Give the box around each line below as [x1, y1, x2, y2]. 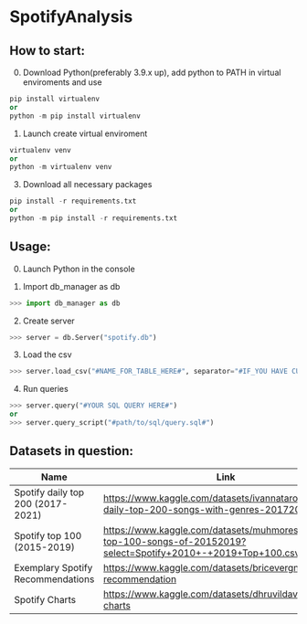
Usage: [9, 239, 52, 255]
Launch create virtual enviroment [22, 128, 148, 139]
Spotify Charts [14, 593, 76, 606]
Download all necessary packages [22, 179, 153, 190]
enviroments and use [22, 77, 102, 88]
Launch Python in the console [22, 263, 135, 274]
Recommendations [14, 573, 95, 586]
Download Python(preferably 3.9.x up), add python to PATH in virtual [22, 67, 281, 78]
